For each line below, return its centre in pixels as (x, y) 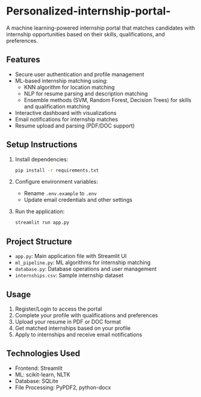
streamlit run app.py (42, 223)
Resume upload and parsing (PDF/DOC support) (75, 126)
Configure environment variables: (56, 182)
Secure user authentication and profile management (79, 74)
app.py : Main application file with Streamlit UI (71, 256)
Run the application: (40, 211)
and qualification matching (57, 106)
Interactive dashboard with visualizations (66, 112)
